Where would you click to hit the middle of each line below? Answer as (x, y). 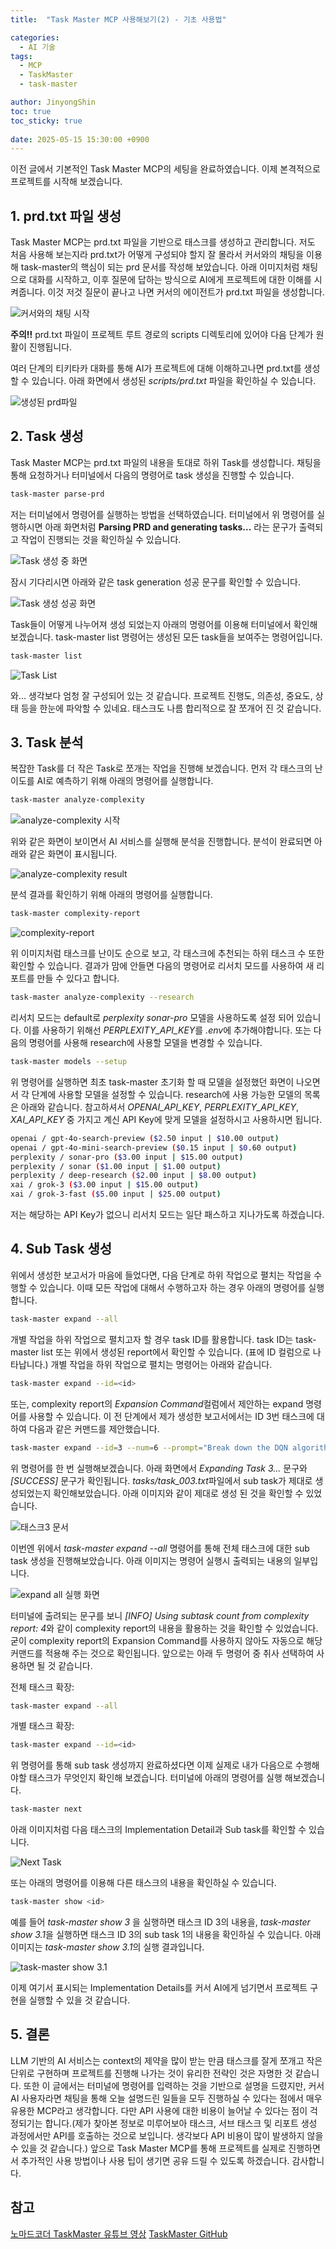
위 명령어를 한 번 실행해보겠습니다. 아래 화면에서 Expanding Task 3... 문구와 (159, 1468)
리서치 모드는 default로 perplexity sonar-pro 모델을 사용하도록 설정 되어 (152, 1018)
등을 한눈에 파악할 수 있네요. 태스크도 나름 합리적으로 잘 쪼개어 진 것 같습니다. (171, 708)
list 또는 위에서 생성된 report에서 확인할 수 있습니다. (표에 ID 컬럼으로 (176, 1352)
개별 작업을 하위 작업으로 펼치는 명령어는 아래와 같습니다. (161, 1364)
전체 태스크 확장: (42, 1687)
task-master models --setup (69, 1062)
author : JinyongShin (53, 102)
